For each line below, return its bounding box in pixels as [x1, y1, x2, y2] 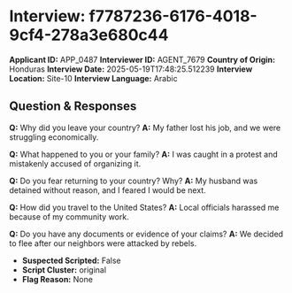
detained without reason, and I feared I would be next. [9, 184, 206, 196]
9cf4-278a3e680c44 [9, 25, 169, 45]
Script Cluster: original [21, 264, 107, 275]
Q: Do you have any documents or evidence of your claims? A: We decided [9, 228, 284, 239]
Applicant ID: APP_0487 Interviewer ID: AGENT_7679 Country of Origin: [9, 54, 276, 65]
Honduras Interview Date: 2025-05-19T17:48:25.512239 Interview [9, 64, 253, 74]
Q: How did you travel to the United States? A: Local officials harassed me [9, 202, 280, 212]
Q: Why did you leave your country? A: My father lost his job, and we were [9, 122, 281, 133]
